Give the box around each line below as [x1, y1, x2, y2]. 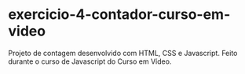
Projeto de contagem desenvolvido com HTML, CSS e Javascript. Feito [8, 48, 238, 57]
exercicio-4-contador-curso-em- [8, 6, 231, 24]
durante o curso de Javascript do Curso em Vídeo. [8, 57, 172, 66]
